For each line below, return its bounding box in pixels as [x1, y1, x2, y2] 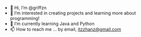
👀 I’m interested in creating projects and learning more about [10, 10, 136, 16]
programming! [10, 15, 40, 21]
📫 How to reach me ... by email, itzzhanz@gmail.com [10, 26, 121, 32]
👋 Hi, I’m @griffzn [10, 5, 47, 10]
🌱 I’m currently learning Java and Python [10, 20, 95, 26]
